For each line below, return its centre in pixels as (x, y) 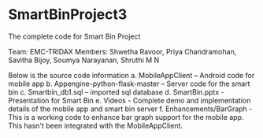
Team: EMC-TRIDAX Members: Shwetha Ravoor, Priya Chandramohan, (122, 51)
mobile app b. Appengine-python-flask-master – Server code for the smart (129, 84)
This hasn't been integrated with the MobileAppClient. (96, 125)
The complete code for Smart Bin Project (74, 36)
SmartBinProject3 (68, 15)
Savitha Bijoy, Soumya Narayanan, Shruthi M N (84, 60)
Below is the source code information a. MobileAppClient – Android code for (131, 75)
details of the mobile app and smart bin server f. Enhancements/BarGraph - (130, 109)
